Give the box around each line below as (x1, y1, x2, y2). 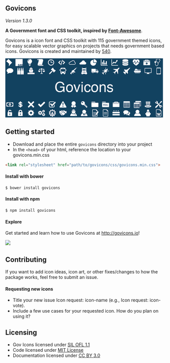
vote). (12, 302, 25, 309)
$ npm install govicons (5, 208, 56, 213)
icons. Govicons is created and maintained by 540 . (5, 48, 112, 54)
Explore (5, 218, 22, 225)
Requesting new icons (5, 286, 53, 292)
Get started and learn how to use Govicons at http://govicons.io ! (5, 230, 140, 236)
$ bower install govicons (5, 185, 60, 190)
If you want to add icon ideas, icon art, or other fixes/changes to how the (5, 268, 158, 274)
